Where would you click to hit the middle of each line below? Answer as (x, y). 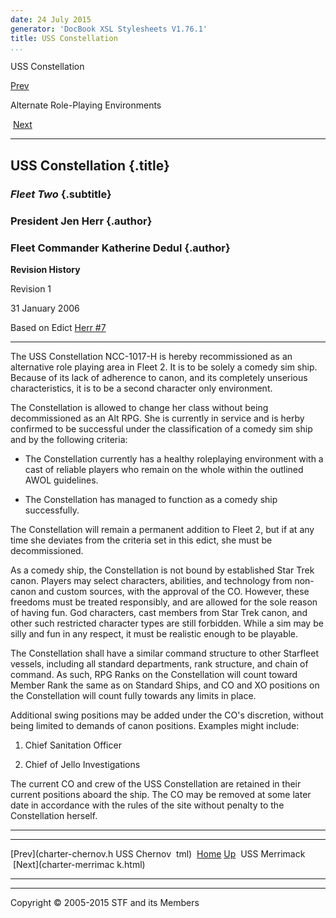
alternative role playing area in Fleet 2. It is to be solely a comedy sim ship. (164, 367)
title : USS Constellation (64, 38)
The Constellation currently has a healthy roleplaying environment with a (174, 458)
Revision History (45, 269)
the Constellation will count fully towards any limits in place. (133, 695)
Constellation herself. (54, 815)
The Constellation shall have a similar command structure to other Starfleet (165, 653)
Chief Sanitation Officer (73, 745)
